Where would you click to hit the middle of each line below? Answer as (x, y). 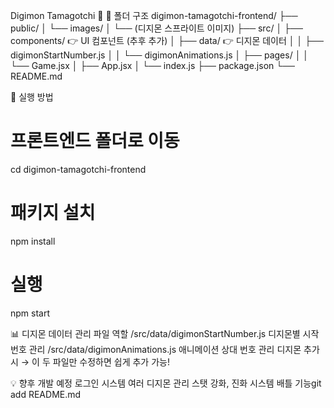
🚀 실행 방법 (32, 97)
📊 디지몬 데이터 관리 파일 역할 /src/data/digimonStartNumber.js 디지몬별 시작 (165, 333)
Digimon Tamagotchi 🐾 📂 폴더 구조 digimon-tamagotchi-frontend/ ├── (154, 15)
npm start (30, 313)
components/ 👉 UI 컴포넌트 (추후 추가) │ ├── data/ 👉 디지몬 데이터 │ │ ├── (167, 40)
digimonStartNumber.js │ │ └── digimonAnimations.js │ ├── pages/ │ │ (160, 55)
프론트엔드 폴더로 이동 (95, 141)
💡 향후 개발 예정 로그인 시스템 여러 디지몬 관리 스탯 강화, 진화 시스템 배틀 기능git (166, 383)
